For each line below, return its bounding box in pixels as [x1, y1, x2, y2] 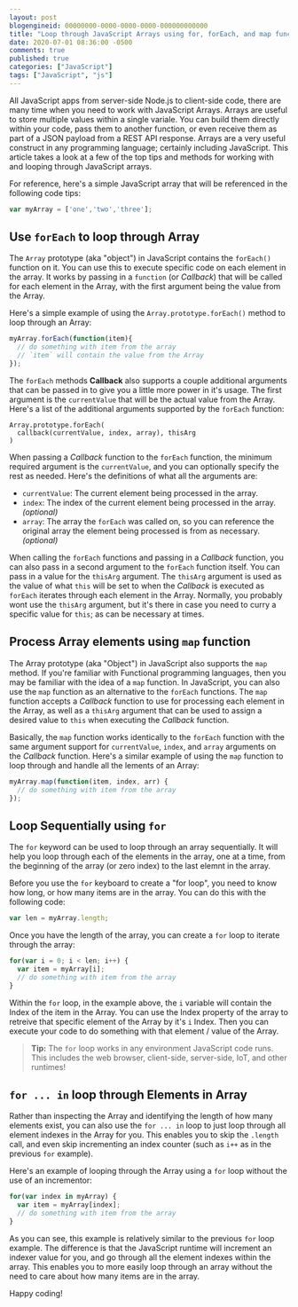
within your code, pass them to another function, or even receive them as [9, 123, 278, 134]
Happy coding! [9, 1287, 64, 1298]
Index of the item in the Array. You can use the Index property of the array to [9, 1006, 288, 1017]
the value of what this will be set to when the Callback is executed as [9, 580, 264, 591]
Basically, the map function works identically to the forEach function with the [9, 731, 286, 742]
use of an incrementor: [9, 1175, 93, 1185]
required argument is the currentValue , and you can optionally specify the [9, 461, 279, 471]
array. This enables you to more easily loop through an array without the [9, 1261, 273, 1272]
